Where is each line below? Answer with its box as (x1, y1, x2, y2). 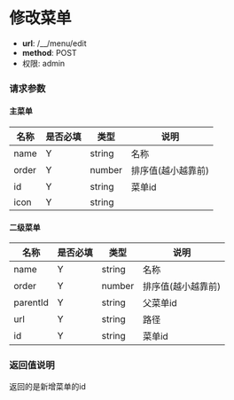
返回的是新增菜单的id (9, 380, 86, 391)
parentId (13, 296, 49, 309)
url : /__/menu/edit (21, 37, 87, 49)
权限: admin (21, 58, 66, 68)
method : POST (21, 47, 77, 58)
